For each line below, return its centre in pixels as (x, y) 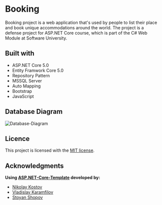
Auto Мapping (26, 86)
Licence (18, 138)
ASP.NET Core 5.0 (30, 65)
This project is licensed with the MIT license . (50, 150)
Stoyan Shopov (27, 197)
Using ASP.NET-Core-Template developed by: (53, 178)
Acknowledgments (35, 166)
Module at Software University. (36, 38)
